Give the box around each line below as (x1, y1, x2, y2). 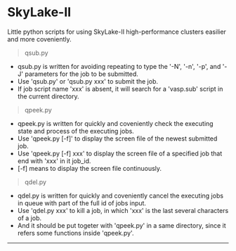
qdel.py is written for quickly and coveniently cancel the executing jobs (17, 191, 223, 200)
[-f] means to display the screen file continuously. (17, 164, 162, 172)
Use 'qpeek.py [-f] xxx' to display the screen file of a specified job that (17, 149, 223, 157)
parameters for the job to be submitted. (24, 70, 139, 78)
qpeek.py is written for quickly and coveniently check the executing (17, 119, 214, 127)
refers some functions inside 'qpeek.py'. (17, 229, 134, 237)
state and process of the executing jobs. (17, 127, 135, 135)
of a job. (17, 214, 42, 222)
